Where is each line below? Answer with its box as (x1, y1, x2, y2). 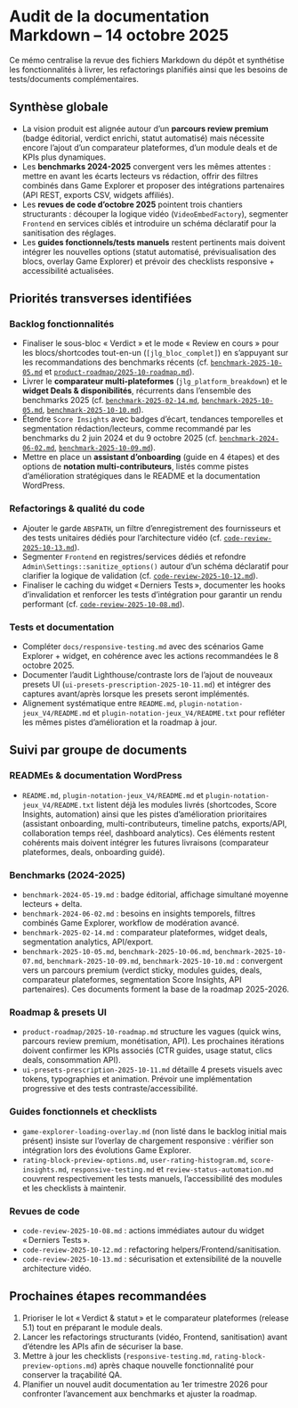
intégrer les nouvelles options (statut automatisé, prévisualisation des (21, 246, 277, 257)
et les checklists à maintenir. (21, 1182, 126, 1193)
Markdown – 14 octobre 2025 (9, 25, 230, 45)
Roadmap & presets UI (9, 1006, 107, 1018)
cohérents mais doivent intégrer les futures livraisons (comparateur (21, 836, 270, 848)
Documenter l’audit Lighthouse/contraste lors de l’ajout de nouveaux (21, 670, 273, 680)
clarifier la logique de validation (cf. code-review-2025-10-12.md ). (21, 570, 259, 580)
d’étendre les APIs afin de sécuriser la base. (21, 1340, 184, 1352)
